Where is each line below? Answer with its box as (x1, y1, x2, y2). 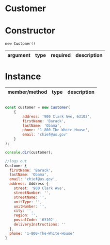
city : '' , (14, 209, 34, 213)
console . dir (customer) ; (5, 150, 53, 155)
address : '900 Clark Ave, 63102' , (22, 114, 92, 119)
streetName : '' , (14, 195, 47, 200)
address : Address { (9, 181, 49, 186)
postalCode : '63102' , (14, 217, 57, 223)
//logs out (5, 158, 27, 163)
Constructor (5, 25, 56, 36)
